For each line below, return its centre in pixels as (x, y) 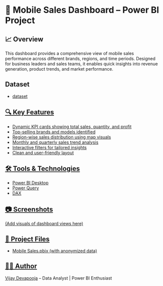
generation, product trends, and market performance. (59, 69)
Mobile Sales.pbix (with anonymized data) (54, 251)
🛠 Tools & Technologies (42, 169)
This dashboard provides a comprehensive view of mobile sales (69, 53)
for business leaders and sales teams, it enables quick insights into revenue (81, 64)
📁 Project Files (27, 239)
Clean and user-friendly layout (43, 153)
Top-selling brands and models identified (54, 131)
